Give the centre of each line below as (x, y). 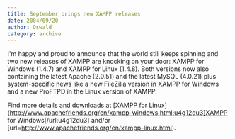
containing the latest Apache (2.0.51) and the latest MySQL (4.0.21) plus (112, 77)
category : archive (34, 34)
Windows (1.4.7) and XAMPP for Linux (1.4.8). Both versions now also (108, 69)
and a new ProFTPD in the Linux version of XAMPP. (82, 91)
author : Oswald (30, 27)
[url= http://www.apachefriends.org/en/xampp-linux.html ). (92, 128)
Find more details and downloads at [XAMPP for (77, 105)
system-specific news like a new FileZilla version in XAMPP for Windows (113, 84)
